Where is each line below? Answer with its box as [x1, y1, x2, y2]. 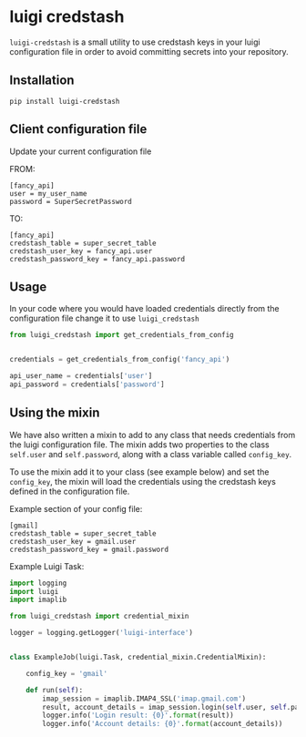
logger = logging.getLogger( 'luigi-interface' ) [9, 629, 194, 638]
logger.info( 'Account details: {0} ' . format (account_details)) [42, 720, 283, 729]
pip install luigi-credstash [9, 97, 120, 106]
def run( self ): [25, 685, 84, 694]
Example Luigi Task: [9, 560, 85, 571]
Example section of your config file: [9, 503, 143, 514]
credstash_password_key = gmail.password [9, 545, 169, 554]
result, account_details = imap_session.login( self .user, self [42, 702, 287, 711]
